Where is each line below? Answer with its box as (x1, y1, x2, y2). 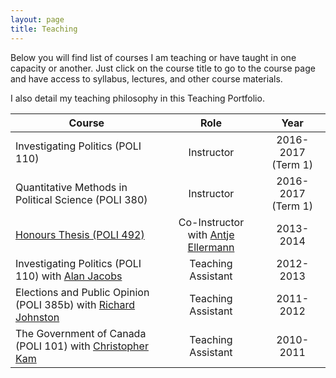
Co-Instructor (178, 215, 245, 229)
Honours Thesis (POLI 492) (15, 227, 145, 241)
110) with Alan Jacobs (15, 269, 123, 283)
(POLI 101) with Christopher (15, 339, 149, 353)
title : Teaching (10, 24, 78, 34)
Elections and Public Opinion (15, 285, 150, 299)
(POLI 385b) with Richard (15, 297, 136, 311)
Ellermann (187, 240, 235, 254)
